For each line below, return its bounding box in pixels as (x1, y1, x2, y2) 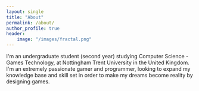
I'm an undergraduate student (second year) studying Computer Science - (6, 53, 189, 59)
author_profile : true (6, 25, 60, 32)
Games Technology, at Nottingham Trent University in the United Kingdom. (6, 59, 189, 66)
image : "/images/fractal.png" (17, 36, 92, 42)
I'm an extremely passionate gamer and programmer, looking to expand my (6, 65, 191, 72)
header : (6, 31, 26, 37)
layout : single (6, 8, 44, 15)
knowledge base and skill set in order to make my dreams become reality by (6, 72, 194, 79)
